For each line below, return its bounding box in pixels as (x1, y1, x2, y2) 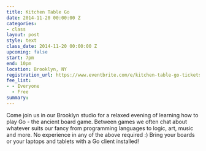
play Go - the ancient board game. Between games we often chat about (6, 118, 187, 125)
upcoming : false (6, 49, 48, 55)
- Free (12, 89, 29, 95)
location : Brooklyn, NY (6, 66, 67, 72)
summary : (6, 95, 29, 101)
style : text (6, 37, 37, 44)
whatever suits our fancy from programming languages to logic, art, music (6, 124, 194, 132)
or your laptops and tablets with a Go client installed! (6, 137, 139, 145)
